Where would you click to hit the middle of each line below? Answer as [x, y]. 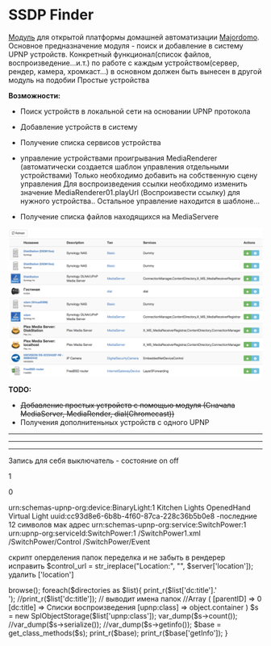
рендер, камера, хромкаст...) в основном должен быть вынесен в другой [135, 71]
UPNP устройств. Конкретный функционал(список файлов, [110, 54]
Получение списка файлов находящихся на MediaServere [119, 216]
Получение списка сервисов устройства [90, 142]
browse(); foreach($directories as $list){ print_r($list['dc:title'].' [113, 590]
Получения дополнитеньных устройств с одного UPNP [115, 423]
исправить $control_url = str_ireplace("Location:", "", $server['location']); [131, 566]
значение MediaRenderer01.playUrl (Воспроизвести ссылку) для [130, 192]
